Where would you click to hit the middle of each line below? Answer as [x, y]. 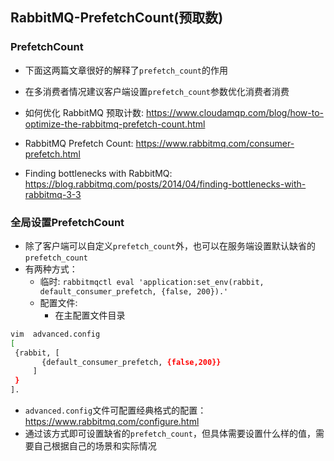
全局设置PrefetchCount [67, 222]
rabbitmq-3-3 [53, 194]
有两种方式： [51, 269]
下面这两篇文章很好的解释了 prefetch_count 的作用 [126, 70]
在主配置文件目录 [90, 315]
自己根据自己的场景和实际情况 [95, 446]
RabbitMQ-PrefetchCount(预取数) [117, 18]
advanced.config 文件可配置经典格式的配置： [115, 410]
